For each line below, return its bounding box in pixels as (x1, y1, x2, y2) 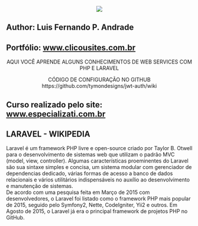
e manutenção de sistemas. (6, 183, 73, 190)
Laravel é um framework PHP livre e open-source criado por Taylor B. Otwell (6, 145, 193, 152)
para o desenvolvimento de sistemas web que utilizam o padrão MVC (6, 151, 176, 158)
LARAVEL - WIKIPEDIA (6, 129, 90, 139)
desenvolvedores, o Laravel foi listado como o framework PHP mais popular (6, 195, 191, 202)
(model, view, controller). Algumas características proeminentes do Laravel (6, 157, 189, 164)
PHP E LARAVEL (79, 65, 119, 72)
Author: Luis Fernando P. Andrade (6, 23, 134, 33)
